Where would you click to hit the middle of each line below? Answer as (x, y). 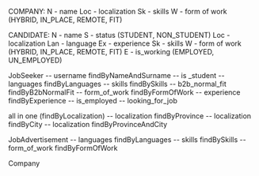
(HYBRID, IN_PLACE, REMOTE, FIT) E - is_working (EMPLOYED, (111, 52)
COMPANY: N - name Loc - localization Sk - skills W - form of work (118, 11)
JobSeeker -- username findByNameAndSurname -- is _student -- (116, 75)
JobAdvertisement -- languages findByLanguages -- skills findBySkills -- (128, 140)
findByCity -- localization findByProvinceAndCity (88, 124)
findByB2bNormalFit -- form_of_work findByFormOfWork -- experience (124, 92)
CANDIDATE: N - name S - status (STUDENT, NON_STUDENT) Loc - (119, 35)
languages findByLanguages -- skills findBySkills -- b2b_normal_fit (118, 84)
